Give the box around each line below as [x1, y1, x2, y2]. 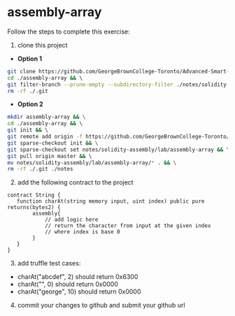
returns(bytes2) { [7, 204, 61, 211]
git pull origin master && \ [7, 152, 92, 159]
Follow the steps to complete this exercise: [7, 27, 131, 36]
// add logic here [44, 216, 99, 224]
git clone [7, 68, 36, 75]
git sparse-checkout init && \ [7, 139, 99, 147]
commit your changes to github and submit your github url [17, 301, 185, 310]
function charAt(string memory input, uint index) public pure [16, 198, 205, 205]
